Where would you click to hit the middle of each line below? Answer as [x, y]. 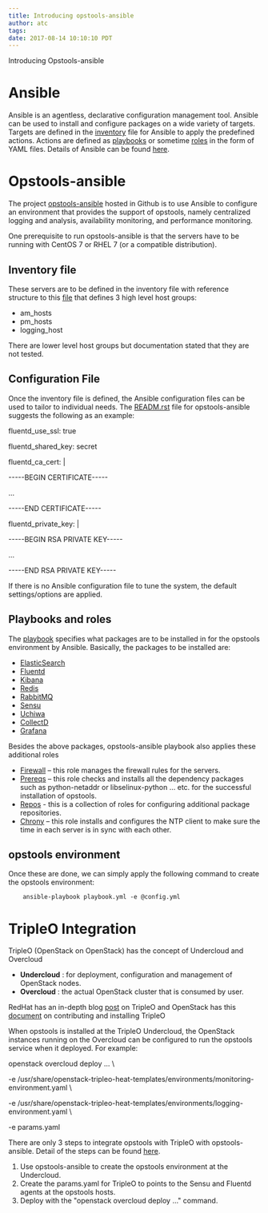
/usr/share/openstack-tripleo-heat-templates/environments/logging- [130, 1103]
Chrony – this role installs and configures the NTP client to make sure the [140, 821]
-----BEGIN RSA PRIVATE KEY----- [66, 539]
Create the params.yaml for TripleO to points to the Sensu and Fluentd [136, 1183]
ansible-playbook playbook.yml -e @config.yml [102, 897]
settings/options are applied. [55, 594]
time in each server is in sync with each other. [96, 829]
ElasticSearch [42, 662]
